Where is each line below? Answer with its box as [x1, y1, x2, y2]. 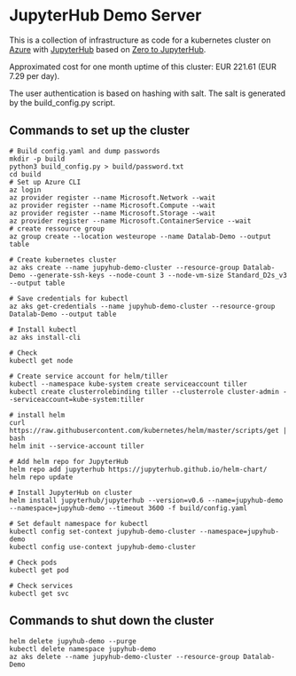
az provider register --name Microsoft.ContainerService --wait [9, 216, 252, 225]
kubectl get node [9, 356, 74, 365]
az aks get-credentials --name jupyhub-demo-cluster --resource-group [9, 302, 276, 310]
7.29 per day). [9, 70, 60, 81]
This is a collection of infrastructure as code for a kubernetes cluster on [9, 35, 271, 45]
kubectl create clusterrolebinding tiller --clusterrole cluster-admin [9, 387, 279, 396]
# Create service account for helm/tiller [9, 372, 168, 381]
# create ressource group [9, 224, 105, 233]
